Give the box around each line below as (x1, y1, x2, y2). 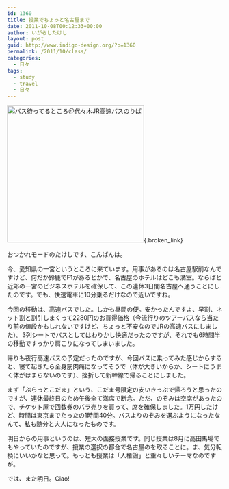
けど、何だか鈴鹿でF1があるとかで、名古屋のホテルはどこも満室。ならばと (12, 273, 222, 281)
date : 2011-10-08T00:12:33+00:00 (7, 23, 103, 29)
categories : (7, 55, 41, 62)
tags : (7, 67, 23, 74)
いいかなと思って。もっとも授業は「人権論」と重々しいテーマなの (18, 451, 204, 460)
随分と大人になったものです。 (36, 420, 120, 428)
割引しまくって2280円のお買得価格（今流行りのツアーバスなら (30, 314, 207, 322)
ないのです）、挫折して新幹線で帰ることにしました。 (42, 371, 190, 379)
